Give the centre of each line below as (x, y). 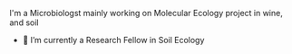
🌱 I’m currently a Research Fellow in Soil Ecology (113, 40)
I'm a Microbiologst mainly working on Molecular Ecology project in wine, (146, 13)
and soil (24, 22)
